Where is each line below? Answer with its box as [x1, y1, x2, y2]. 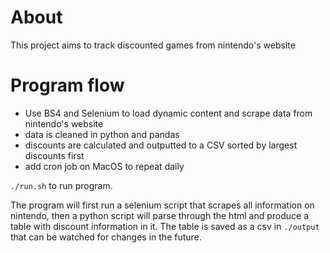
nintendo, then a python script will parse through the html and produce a [10, 209, 310, 221]
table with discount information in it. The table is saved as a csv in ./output [10, 220, 320, 232]
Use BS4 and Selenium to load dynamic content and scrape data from [24, 107, 313, 119]
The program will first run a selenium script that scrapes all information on [10, 199, 315, 211]
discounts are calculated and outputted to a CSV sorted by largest [24, 139, 298, 151]
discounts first [24, 149, 85, 161]
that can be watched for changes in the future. [10, 231, 202, 243]
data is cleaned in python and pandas [24, 128, 180, 140]
